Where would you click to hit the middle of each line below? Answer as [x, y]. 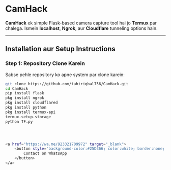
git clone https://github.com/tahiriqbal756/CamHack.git [67, 84]
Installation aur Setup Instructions [61, 49]
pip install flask [25, 93]
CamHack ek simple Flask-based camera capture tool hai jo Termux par [81, 23]
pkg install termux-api [31, 112]
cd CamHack [17, 89]
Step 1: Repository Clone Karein [45, 63]
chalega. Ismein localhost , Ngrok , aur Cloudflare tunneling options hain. [81, 28]
